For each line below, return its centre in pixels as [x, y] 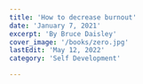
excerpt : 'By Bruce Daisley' [63, 34]
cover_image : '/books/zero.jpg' [69, 42]
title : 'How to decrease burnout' [73, 17]
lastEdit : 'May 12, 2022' [57, 50]
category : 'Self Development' [65, 58]
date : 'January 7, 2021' [55, 26]
